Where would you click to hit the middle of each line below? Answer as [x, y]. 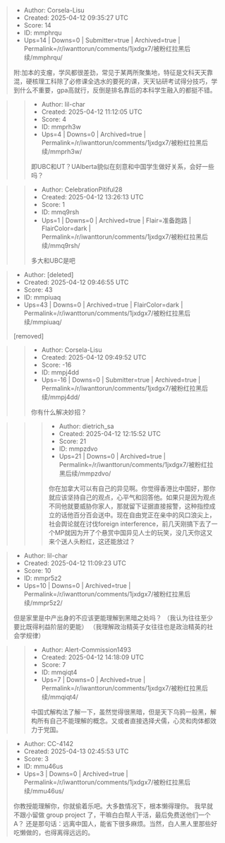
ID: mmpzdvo [78, 449]
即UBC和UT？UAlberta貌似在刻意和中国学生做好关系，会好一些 [122, 166]
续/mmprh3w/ [62, 152]
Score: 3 [36, 759]
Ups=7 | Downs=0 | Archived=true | [93, 680]
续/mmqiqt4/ [60, 697]
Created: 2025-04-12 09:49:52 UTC [94, 357]
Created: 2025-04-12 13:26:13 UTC [92, 197]
